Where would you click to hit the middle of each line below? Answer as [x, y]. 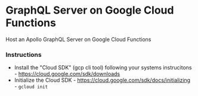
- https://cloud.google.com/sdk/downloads [67, 74]
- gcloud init [31, 87]
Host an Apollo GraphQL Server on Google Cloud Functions [78, 39]
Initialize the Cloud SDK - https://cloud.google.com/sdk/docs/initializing [102, 80]
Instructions [24, 55]
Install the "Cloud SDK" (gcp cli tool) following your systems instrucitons [103, 68]
